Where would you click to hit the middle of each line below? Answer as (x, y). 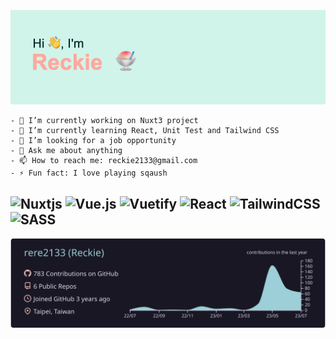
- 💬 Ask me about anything (66, 151)
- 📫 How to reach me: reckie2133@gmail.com (104, 161)
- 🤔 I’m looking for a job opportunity (93, 141)
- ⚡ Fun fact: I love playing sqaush (89, 173)
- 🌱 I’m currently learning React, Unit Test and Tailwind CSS (145, 131)
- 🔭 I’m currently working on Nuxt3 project (104, 121)
